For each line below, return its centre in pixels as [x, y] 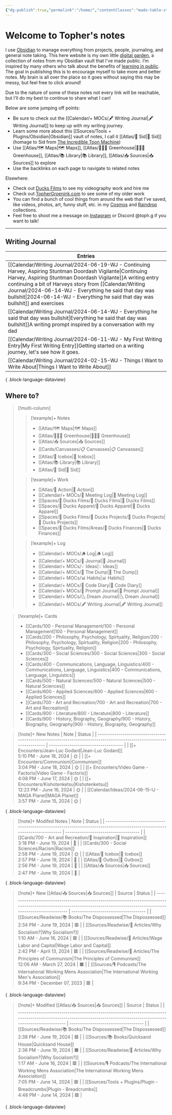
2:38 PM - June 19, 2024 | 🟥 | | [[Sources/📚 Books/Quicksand [84, 1037]
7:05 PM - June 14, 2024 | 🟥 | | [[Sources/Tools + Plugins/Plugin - [88, 1082]
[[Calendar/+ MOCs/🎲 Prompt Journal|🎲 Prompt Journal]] [99, 591]
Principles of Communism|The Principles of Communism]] [79, 959]
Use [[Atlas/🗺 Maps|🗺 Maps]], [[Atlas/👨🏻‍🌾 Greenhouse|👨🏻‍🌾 [79, 147]
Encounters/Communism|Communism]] [60, 762]
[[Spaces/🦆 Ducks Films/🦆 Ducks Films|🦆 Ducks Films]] [96, 501]
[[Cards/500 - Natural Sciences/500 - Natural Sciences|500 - [90, 681]
